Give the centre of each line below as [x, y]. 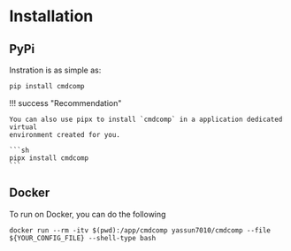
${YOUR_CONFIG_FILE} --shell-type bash [83, 238]
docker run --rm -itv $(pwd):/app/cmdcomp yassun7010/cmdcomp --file [140, 230]
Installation [51, 16]
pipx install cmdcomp [49, 158]
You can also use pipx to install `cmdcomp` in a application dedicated [146, 119]
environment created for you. [65, 134]
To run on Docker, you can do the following [88, 214]
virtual [23, 127]
